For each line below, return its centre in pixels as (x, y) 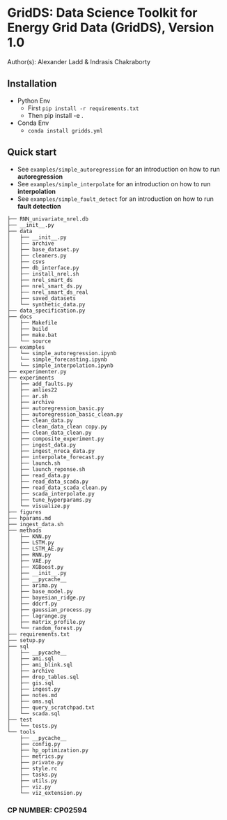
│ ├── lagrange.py (37, 616)
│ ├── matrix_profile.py (46, 622)
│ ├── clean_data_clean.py (49, 433)
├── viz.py (36, 787)
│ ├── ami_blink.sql (40, 664)
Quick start (32, 152)
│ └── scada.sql (34, 713)
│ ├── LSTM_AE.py (36, 549)
